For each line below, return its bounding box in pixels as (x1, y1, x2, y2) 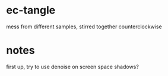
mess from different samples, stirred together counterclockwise (6, 23, 162, 30)
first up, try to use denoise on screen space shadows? (6, 63, 140, 70)
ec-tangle (6, 4, 56, 17)
